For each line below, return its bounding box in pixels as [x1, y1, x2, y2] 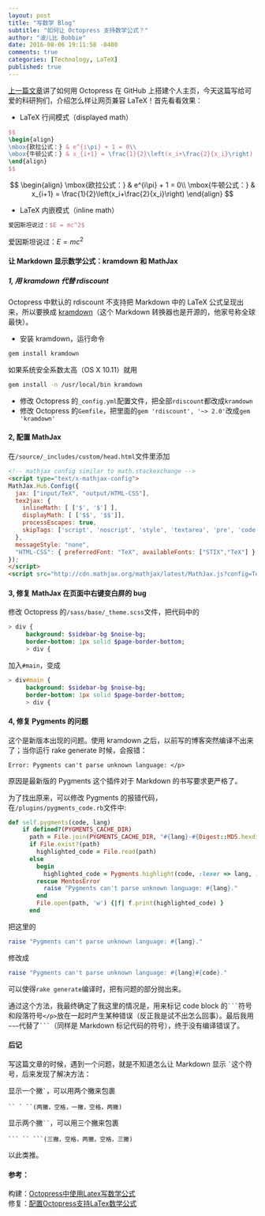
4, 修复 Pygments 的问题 [8, 716, 88, 726]
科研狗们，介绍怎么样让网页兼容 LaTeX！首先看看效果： [21, 96, 203, 105]
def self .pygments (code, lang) [8, 818, 111, 826]
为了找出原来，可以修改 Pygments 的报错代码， [8, 792, 162, 802]
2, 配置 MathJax [8, 432, 62, 442]
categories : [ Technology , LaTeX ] [8, 56, 118, 64]
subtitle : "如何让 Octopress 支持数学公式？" [8, 26, 148, 34]
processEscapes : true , [22, 519, 97, 527]
